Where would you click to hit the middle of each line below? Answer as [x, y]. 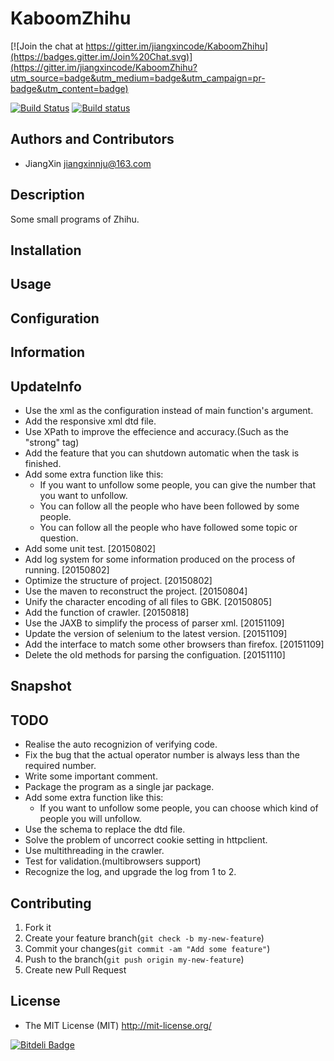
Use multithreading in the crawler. [94, 851]
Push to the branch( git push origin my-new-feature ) [134, 959]
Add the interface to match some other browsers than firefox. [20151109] [174, 644]
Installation [46, 250]
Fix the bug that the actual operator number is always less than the [162, 755]
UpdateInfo [46, 386]
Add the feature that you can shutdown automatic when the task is [162, 453]
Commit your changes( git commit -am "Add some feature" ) [147, 948]
